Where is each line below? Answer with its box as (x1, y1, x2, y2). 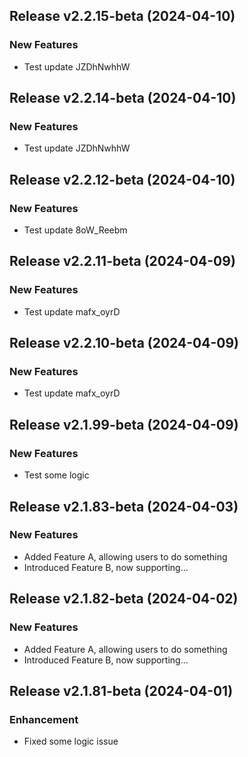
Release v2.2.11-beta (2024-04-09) (9, 253, 236, 270)
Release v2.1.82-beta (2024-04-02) (9, 590, 239, 608)
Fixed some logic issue (23, 735, 119, 748)
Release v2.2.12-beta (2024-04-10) (9, 171, 236, 188)
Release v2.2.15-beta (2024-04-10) (9, 8, 236, 25)
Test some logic (23, 469, 90, 481)
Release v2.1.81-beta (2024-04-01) (9, 682, 234, 699)
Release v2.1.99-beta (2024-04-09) (9, 416, 239, 433)
